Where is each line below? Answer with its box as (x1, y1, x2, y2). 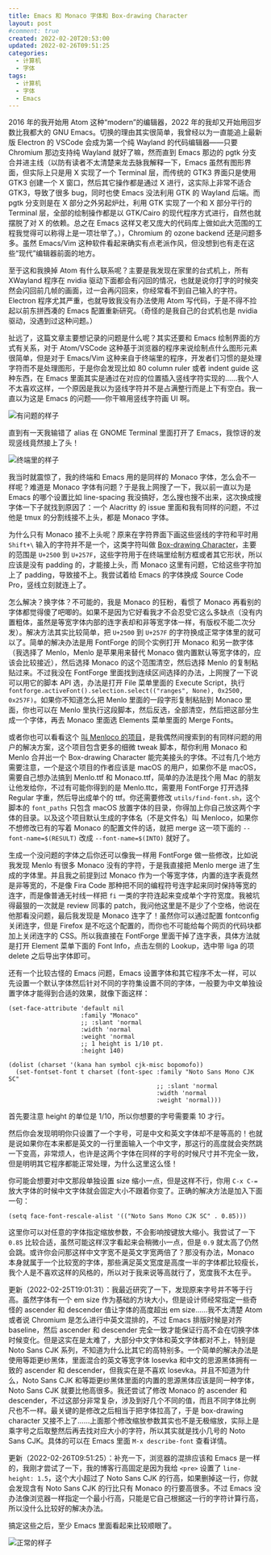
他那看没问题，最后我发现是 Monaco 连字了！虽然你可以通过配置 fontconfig (8, 911, 260, 920)
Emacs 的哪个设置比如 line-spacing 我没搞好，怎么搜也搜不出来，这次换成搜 (8, 493, 262, 502)
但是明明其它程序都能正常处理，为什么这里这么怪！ (8, 1159, 178, 1169)
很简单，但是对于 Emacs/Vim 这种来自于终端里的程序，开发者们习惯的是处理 (8, 353, 262, 363)
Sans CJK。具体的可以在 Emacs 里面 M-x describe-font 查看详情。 (8, 1436, 231, 1446)
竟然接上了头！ (29, 438, 79, 448)
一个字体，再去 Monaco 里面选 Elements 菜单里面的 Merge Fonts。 (15, 715, 238, 725)
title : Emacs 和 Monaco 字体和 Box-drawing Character (8, 11, 188, 20)
